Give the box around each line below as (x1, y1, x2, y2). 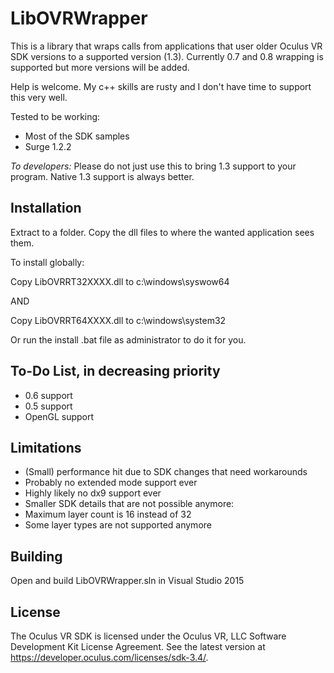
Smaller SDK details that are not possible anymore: (24, 498, 235, 510)
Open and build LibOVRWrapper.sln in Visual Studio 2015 (10, 575, 245, 587)
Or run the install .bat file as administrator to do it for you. (10, 333, 247, 346)
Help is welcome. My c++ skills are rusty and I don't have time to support (10, 80, 312, 92)
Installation (10, 200, 82, 217)
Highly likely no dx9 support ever (24, 487, 162, 499)
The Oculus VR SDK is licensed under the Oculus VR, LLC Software (10, 630, 287, 642)
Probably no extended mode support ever (24, 477, 198, 489)
